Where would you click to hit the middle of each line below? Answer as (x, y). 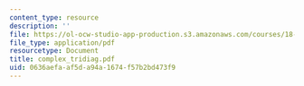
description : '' (40, 26)
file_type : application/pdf (62, 43)
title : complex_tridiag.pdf (62, 59)
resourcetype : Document (54, 51)
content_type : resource (54, 17)
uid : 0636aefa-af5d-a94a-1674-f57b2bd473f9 (93, 68)
